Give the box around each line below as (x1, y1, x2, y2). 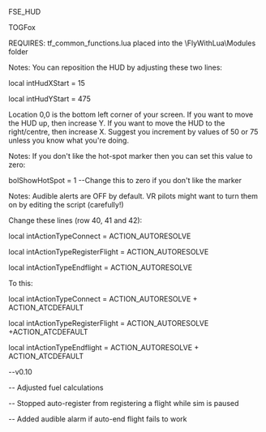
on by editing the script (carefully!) (8, 200, 124, 209)
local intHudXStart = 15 (8, 79, 85, 88)
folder (8, 47, 28, 56)
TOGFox (8, 23, 36, 32)
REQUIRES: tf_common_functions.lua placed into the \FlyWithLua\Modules (8, 38, 256, 48)
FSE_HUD (8, 7, 41, 16)
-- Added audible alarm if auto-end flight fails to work (8, 414, 187, 424)
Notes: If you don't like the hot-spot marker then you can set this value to (8, 152, 253, 160)
